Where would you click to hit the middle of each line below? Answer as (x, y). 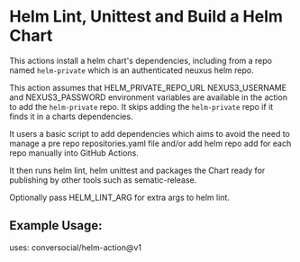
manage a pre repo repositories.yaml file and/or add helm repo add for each (150, 143)
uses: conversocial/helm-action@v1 (76, 247)
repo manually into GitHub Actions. (74, 153)
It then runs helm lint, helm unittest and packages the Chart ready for (137, 170)
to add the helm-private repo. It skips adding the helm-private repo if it (141, 106)
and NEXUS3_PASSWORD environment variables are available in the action (149, 97)
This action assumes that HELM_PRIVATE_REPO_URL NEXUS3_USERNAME (148, 87)
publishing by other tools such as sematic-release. (103, 180)
